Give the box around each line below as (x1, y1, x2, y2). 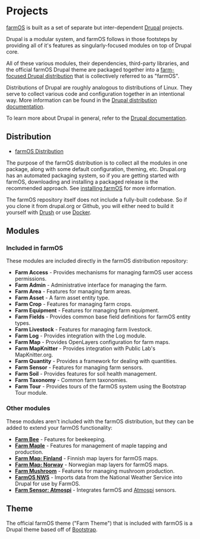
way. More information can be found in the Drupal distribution (6, 97, 157, 104)
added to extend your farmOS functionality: (6, 424, 113, 431)
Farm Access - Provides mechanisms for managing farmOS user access (14, 269, 193, 276)
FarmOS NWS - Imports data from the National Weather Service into (14, 473, 183, 481)
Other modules (6, 404, 51, 413)
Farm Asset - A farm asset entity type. (14, 294, 110, 302)
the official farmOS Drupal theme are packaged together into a (6, 66, 160, 73)
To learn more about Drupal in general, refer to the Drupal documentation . (6, 114, 187, 122)
